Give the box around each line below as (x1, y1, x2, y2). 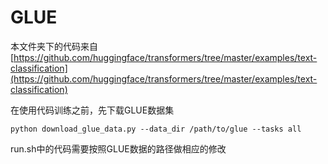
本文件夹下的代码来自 (10, 40, 98, 52)
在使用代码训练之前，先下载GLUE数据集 (10, 104, 175, 116)
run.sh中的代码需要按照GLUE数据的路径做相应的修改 (10, 142, 227, 155)
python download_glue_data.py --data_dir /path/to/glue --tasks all (10, 124, 302, 134)
